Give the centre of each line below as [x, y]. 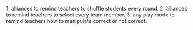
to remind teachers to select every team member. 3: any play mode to [90, 15]
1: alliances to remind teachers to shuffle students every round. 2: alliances [97, 9]
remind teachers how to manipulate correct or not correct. [76, 21]
